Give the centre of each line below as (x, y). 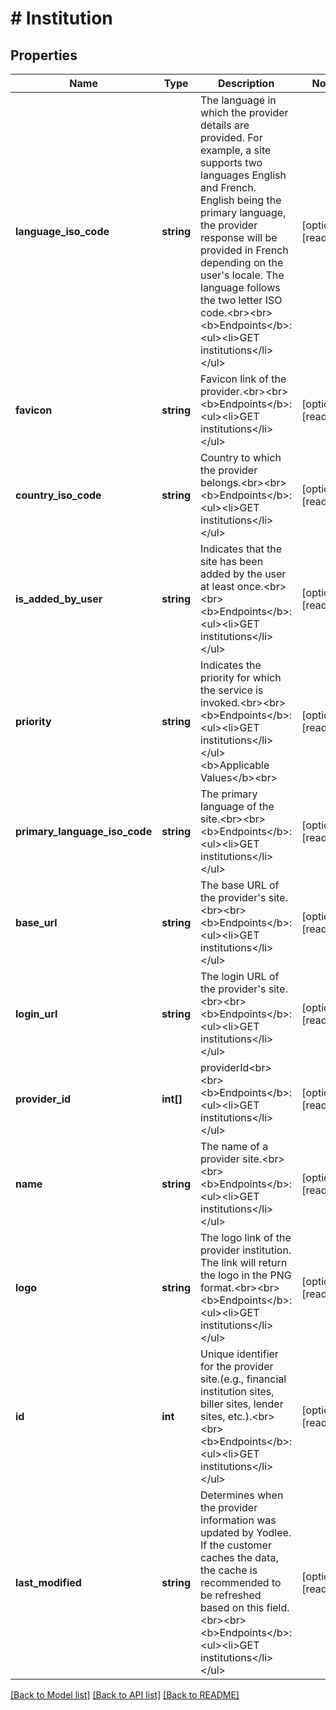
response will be (239, 237)
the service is (232, 690)
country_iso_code (58, 495)
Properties (44, 55)
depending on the (242, 262)
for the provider (237, 1366)
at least (217, 586)
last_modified (48, 1582)
